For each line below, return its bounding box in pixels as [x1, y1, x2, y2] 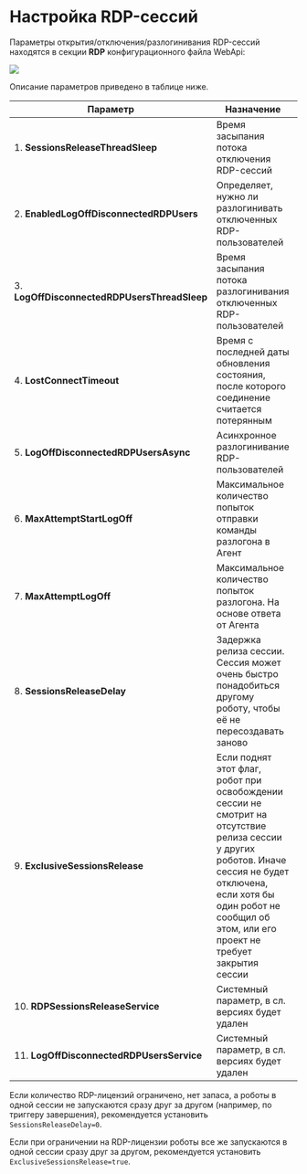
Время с [216, 333, 254, 346]
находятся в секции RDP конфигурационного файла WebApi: [9, 46, 246, 57]
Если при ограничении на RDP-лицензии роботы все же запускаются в [9, 1136, 288, 1148]
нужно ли [216, 190, 259, 203]
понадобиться [216, 679, 281, 692]
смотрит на [216, 808, 268, 820]
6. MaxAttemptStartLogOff [14, 512, 133, 524]
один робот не [216, 899, 281, 912]
